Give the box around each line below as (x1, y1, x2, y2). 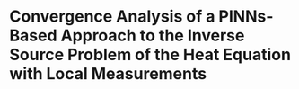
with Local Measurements (9, 64, 207, 85)
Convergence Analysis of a (9, 6, 215, 27)
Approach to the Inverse (60, 25, 245, 46)
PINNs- (218, 6, 274, 27)
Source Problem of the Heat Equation (9, 45, 292, 65)
